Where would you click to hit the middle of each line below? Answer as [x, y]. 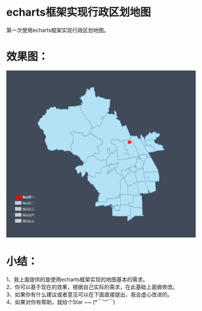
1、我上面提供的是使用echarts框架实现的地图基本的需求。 [77, 279]
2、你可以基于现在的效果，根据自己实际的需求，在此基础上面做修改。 [92, 287]
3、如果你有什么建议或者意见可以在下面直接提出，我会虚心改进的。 [90, 294]
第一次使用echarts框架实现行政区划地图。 [58, 30]
